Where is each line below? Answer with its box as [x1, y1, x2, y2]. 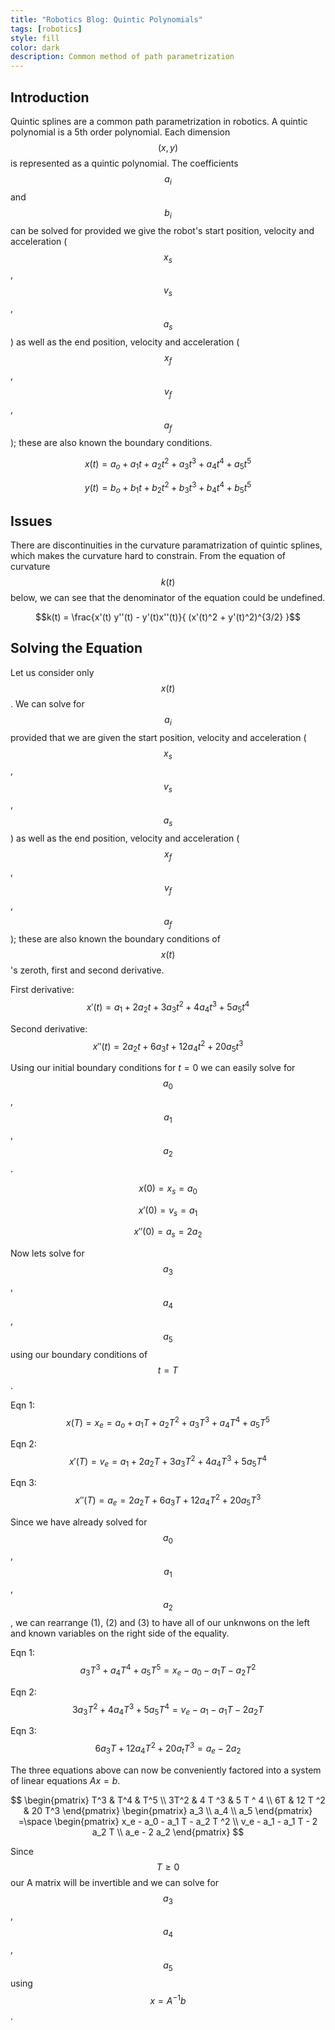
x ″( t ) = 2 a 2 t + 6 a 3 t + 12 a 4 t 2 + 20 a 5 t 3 [92, 1038, 244, 1055]
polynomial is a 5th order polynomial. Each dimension [10, 126, 231, 138]
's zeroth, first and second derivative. [10, 964, 165, 976]
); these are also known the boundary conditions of [10, 933, 221, 945]
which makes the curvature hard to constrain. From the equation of [10, 550, 287, 562]
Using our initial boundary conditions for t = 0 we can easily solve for [10, 1062, 296, 1074]
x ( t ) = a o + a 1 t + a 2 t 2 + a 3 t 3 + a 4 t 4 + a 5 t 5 [84, 456, 252, 472]
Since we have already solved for [10, 1516, 148, 1528]
